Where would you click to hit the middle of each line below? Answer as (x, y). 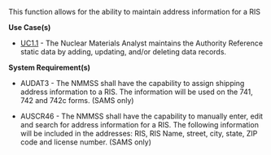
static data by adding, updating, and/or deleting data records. (123, 52)
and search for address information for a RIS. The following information (139, 125)
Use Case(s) (30, 27)
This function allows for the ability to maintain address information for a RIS (135, 12)
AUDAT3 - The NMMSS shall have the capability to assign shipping (132, 83)
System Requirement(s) (50, 67)
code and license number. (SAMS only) (86, 142)
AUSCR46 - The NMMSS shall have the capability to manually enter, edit (141, 116)
